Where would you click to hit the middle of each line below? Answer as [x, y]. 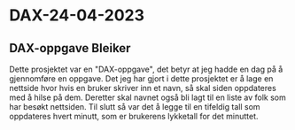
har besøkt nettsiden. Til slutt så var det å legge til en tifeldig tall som [135, 107]
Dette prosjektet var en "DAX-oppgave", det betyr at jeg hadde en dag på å [146, 69]
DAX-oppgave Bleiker [70, 48]
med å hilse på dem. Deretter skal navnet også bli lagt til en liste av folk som [147, 97]
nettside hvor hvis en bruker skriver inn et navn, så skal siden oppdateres [143, 88]
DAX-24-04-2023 [77, 15]
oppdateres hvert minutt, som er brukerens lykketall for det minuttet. [134, 116]
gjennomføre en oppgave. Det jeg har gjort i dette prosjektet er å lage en [141, 79]
